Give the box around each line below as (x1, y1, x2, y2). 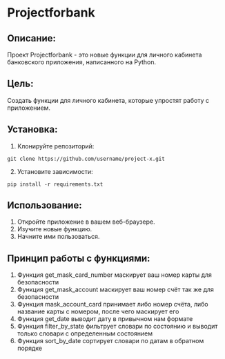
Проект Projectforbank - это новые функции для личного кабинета (7, 50, 202, 59)
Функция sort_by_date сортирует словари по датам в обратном (17, 337, 204, 345)
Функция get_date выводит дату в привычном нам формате (17, 315, 193, 323)
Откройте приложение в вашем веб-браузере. (17, 217, 155, 226)
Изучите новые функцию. (17, 225, 92, 233)
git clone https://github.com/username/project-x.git (7, 155, 166, 162)
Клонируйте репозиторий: (17, 142, 95, 150)
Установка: (7, 124, 58, 135)
